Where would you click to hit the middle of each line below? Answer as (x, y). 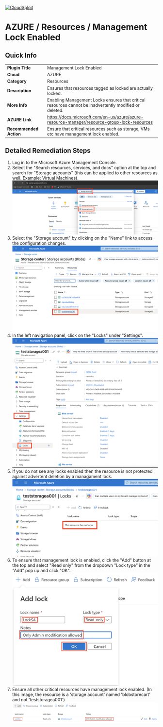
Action (14, 134)
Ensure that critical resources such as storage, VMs (98, 129)
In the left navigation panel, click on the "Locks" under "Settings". (77, 335)
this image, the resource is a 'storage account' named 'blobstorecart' (81, 694)
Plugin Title (19, 67)
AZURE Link (19, 119)
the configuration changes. (39, 243)
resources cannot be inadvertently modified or (93, 105)
